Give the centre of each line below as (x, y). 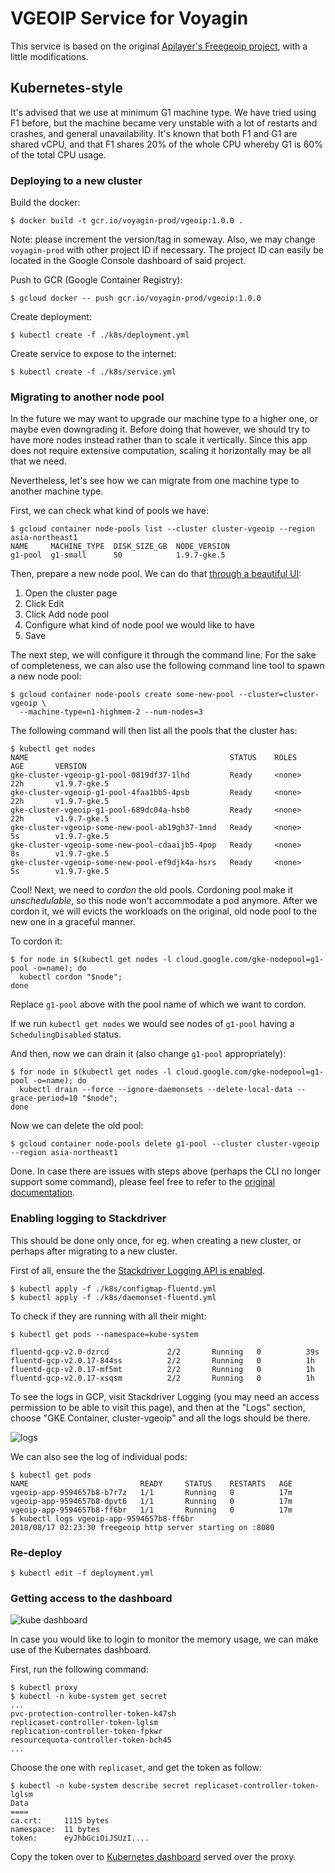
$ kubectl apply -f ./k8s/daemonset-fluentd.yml (113, 1297)
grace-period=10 (44, 1098)
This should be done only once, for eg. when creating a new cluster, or (156, 1240)
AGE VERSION (48, 767)
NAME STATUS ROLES (154, 758)
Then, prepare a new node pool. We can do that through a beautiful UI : (156, 574)
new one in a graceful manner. (73, 922)
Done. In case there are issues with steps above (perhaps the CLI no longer (166, 1171)
